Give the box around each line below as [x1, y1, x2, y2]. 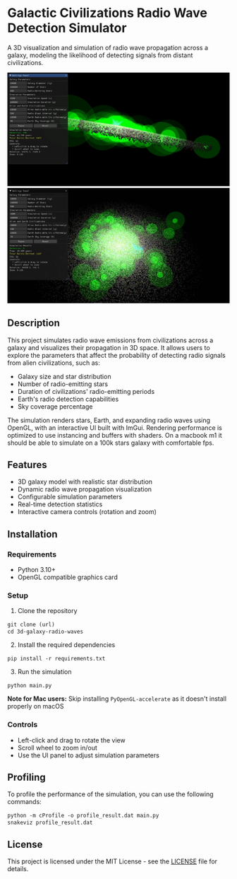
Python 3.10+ [17, 566, 56, 574]
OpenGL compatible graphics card [17, 573, 118, 581]
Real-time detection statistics [17, 500, 103, 508]
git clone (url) [7, 621, 55, 629]
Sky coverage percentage [17, 402, 93, 411]
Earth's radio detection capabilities [17, 395, 119, 403]
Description [7, 317, 60, 330]
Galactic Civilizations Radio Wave [7, 5, 208, 21]
